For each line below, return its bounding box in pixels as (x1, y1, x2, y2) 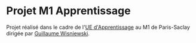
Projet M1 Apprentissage (6, 4, 131, 18)
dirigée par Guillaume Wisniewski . (6, 29, 90, 37)
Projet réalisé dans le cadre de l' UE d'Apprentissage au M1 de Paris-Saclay (6, 24, 190, 31)
